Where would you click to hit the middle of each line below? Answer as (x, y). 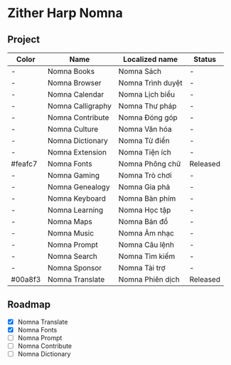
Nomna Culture (72, 129)
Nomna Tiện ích (145, 152)
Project (24, 39)
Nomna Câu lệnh (146, 245)
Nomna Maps (70, 222)
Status (205, 59)
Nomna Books (71, 71)
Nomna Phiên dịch (149, 279)
